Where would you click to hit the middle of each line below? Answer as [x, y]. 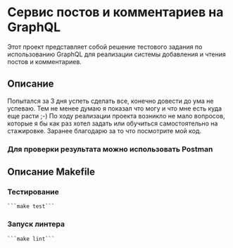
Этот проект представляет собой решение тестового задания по [105, 46]
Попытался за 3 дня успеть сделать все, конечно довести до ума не [111, 101]
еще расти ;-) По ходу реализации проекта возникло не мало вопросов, [116, 116]
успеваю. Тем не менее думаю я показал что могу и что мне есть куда [115, 108]
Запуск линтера [36, 224]
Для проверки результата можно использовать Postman [110, 149]
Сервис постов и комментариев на [115, 12]
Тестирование [33, 192]
